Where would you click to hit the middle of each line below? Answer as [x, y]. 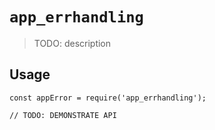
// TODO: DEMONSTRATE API [63, 115]
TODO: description [72, 43]
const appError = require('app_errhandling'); [108, 98]
